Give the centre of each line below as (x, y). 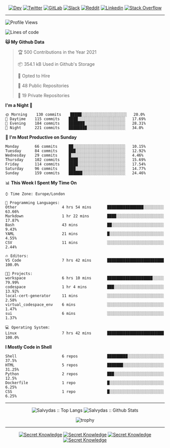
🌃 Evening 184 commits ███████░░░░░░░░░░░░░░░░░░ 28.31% (75, 124)
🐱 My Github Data (25, 42)
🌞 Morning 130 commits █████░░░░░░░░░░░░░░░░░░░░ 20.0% (75, 114)
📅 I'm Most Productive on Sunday (41, 137)
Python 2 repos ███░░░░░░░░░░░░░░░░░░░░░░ (85, 374)
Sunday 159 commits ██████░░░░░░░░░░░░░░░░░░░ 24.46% (75, 173)
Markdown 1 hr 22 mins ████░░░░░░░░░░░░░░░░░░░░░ (85, 216)
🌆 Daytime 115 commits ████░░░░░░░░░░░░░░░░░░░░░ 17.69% (75, 119)
